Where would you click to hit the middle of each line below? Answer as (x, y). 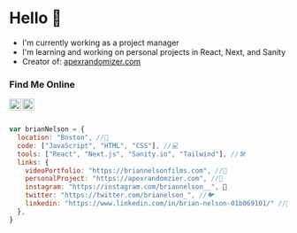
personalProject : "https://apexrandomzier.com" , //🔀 (124, 179)
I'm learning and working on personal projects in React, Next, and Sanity (154, 51)
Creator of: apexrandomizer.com (81, 61)
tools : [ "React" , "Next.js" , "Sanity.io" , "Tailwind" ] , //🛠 (131, 154)
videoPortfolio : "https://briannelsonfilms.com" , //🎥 (126, 171)
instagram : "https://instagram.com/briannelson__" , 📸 (126, 187)
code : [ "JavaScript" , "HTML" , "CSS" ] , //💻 (98, 145)
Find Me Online (42, 84)
